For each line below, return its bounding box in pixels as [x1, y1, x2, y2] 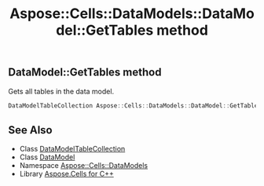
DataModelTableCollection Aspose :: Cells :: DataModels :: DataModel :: [8, 101, 230, 110]
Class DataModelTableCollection [19, 144, 126, 154]
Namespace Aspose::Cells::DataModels [19, 161, 148, 170]
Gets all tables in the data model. [8, 86, 115, 96]
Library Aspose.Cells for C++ [19, 170, 114, 179]
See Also [8, 123, 53, 137]
